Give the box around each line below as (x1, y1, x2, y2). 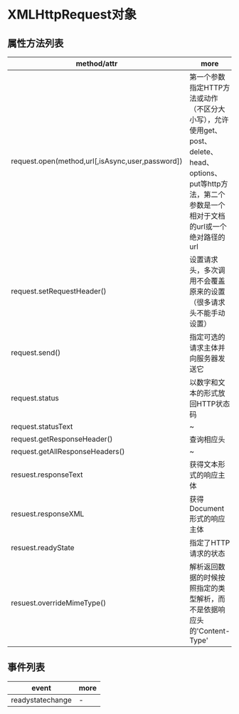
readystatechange (11, 695, 73, 705)
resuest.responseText (11, 470, 83, 480)
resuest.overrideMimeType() (11, 598, 107, 608)
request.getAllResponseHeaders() (11, 447, 125, 456)
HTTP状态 (196, 399, 230, 408)
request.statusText (11, 422, 73, 431)
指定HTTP (189, 83, 223, 93)
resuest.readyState (11, 543, 75, 552)
